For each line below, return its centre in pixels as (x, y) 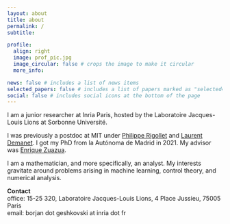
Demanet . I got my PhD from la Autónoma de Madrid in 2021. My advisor (109, 143)
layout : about (27, 13)
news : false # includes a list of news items (73, 83)
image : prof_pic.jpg (42, 58)
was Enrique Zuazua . (37, 150)
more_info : (29, 70)
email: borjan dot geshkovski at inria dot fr (67, 213)
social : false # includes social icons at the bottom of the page (104, 96)
